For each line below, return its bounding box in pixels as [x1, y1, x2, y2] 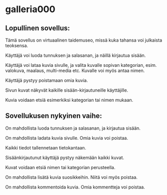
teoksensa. [5, 43, 28, 49]
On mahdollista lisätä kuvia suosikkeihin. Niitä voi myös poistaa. [5, 174, 138, 180]
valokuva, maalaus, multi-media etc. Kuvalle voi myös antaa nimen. [5, 67, 145, 73]
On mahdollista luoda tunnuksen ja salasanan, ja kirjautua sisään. [5, 125, 141, 131]
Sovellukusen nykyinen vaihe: [5, 111, 102, 120]
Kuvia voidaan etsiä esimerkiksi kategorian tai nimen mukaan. [5, 97, 134, 103]
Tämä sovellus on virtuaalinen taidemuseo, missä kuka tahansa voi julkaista [5, 37, 162, 43]
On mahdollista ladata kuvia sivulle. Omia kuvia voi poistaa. [5, 135, 128, 141]
